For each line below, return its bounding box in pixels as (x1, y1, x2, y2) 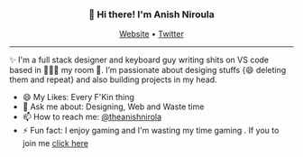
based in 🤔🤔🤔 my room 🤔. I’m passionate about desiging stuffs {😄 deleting (9, 65, 287, 76)
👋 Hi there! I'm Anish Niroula (88, 8, 215, 21)
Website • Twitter (118, 29, 185, 40)
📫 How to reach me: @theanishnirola (22, 112, 162, 123)
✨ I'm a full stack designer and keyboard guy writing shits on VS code (9, 54, 270, 66)
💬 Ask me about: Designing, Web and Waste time (22, 101, 205, 112)
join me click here (22, 138, 88, 149)
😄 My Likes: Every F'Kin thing (22, 92, 135, 103)
